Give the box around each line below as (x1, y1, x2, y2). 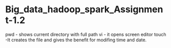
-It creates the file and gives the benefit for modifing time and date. (5, 37, 147, 43)
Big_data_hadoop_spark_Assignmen (5, 4, 163, 15)
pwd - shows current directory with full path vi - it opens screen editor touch (5, 31, 166, 37)
